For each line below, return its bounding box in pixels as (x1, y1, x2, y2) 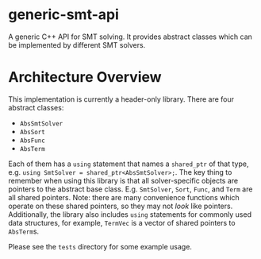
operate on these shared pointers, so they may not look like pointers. (8, 201, 233, 211)
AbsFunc (19, 137, 45, 145)
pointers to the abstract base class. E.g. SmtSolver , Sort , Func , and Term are (8, 184, 253, 194)
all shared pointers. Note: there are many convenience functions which (8, 192, 240, 202)
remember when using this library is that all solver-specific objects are (8, 176, 239, 185)
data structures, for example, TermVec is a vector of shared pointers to (8, 218, 236, 227)
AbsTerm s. (8, 226, 40, 236)
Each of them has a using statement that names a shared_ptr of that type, (8, 159, 249, 168)
